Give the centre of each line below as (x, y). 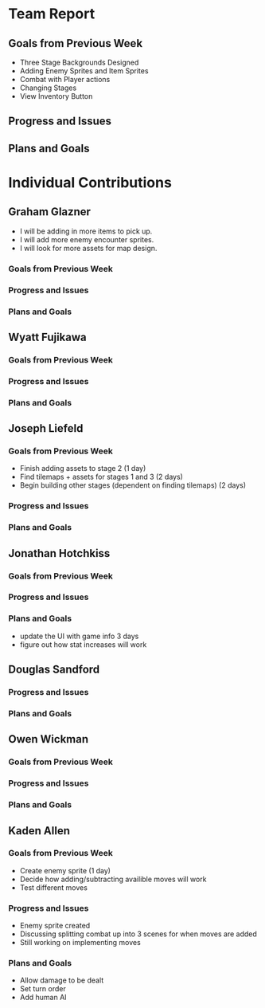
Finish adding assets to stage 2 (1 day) (83, 469)
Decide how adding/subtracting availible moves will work (113, 879)
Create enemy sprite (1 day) (65, 870)
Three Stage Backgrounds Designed (79, 62)
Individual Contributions (90, 182)
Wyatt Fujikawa (47, 337)
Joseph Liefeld (46, 428)
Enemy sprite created (55, 926)
